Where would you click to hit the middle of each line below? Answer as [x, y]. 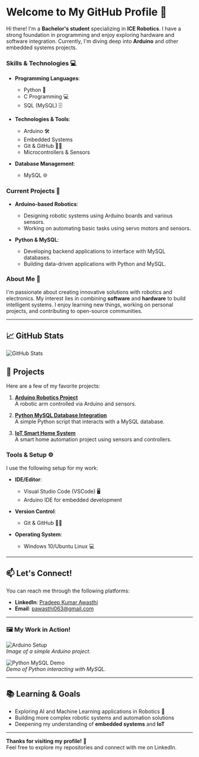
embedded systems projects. [42, 47]
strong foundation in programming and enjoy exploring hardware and [90, 34]
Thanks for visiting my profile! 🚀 [46, 741]
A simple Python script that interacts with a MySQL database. [89, 422]
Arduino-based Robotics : [46, 204]
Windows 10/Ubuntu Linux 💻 [59, 546]
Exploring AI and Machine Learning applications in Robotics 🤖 [90, 711]
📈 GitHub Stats [35, 336]
